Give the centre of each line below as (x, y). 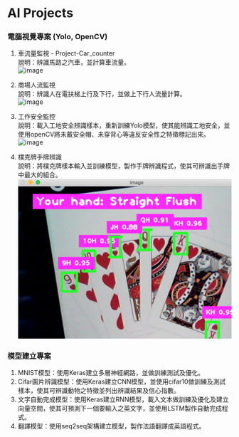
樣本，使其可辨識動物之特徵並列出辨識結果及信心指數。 (99, 391)
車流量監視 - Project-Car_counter (66, 53)
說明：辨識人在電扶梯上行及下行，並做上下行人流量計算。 (102, 94)
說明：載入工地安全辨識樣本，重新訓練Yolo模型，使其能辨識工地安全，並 (124, 125)
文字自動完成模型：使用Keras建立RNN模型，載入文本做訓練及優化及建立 (123, 399)
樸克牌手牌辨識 (39, 157)
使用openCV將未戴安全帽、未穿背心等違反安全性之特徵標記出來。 (114, 135)
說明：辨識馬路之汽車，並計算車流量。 (74, 63)
